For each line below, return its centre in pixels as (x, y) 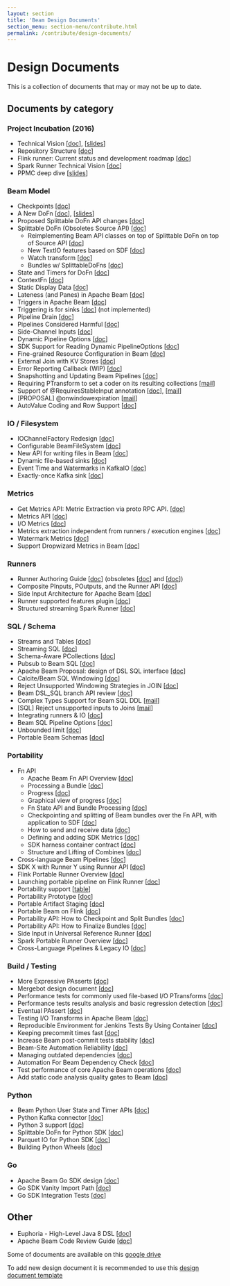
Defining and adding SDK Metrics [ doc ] (83, 837)
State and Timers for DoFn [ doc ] (63, 272)
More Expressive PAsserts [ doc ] (63, 981)
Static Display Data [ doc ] (53, 287)
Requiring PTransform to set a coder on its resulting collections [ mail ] (116, 384)
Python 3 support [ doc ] (51, 1125)
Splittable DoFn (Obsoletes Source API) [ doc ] (82, 228)
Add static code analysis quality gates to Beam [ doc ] (92, 1077)
